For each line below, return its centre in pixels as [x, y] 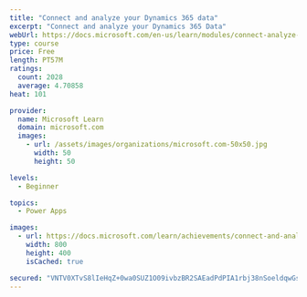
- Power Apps [42, 211]
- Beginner [38, 186]
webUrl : [24, 35]
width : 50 [52, 153]
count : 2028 [41, 77]
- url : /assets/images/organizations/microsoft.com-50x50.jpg [147, 145]
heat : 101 [28, 94]
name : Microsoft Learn [61, 119]
